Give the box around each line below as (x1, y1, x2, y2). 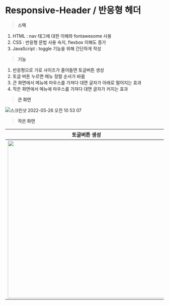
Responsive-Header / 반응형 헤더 (5, 5, 141, 16)
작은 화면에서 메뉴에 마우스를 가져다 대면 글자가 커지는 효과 (12, 86, 128, 92)
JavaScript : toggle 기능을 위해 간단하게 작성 (12, 45, 102, 51)
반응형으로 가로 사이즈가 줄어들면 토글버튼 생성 (12, 67, 104, 73)
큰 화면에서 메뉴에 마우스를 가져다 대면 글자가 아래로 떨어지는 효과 (12, 79, 142, 86)
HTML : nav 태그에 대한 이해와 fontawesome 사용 (12, 33, 112, 39)
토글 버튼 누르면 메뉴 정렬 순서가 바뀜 (12, 73, 86, 79)
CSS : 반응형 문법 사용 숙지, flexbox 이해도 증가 (12, 39, 107, 45)
